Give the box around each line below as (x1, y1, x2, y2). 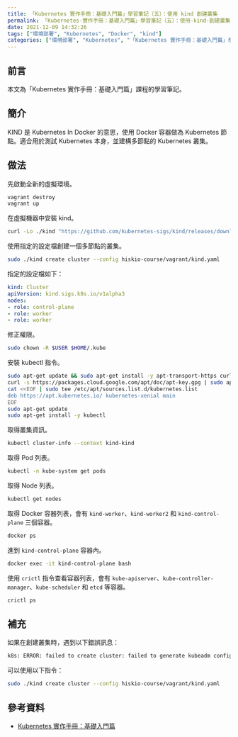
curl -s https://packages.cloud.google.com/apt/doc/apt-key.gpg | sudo (7, 379, 223, 386)
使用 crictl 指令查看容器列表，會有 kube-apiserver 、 (7, 573, 163, 582)
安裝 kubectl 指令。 (7, 359, 64, 367)
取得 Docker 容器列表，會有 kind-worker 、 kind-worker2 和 (7, 509, 177, 517)
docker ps (7, 532, 37, 539)
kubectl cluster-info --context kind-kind (7, 440, 135, 447)
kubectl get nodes (7, 495, 62, 503)
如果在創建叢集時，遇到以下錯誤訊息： (7, 638, 119, 647)
